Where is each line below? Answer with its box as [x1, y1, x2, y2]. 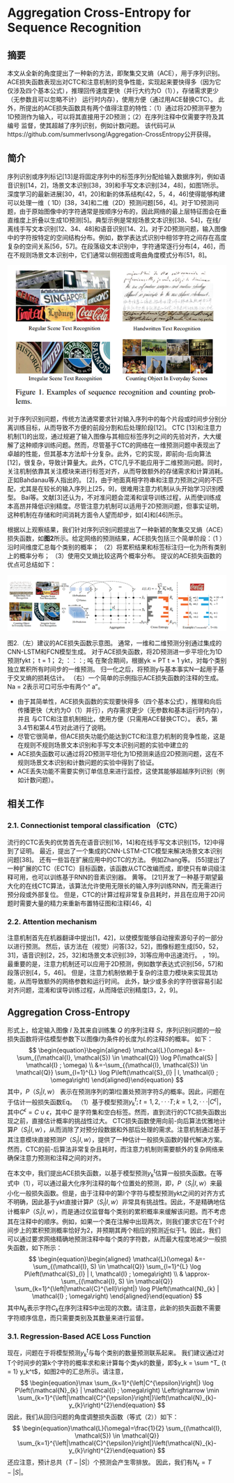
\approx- [185, 1270, 210, 1278]
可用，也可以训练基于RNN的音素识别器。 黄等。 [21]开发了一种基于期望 [13, 873, 218, 881]
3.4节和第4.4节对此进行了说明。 [17, 723, 110, 732]
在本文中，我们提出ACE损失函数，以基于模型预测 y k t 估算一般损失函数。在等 [7, 1168, 223, 1179]
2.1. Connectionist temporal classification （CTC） [7, 821, 182, 831]
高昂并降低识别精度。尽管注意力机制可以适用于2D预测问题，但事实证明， [13, 502, 223, 510]
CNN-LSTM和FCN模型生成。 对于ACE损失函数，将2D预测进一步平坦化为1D [7, 647, 223, 656]
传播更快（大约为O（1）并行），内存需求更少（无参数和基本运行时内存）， [17, 706, 226, 714]
